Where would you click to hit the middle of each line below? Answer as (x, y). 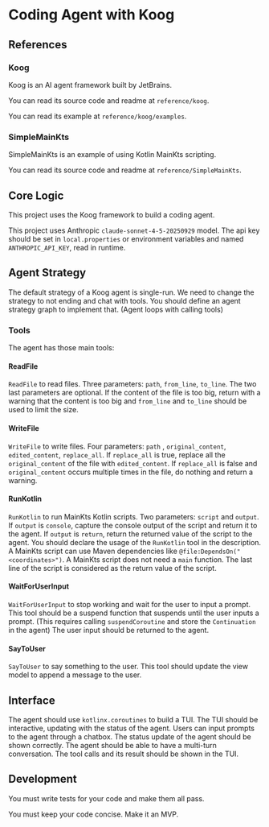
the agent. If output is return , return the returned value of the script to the (130, 534)
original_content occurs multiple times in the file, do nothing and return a (131, 472)
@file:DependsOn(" (210, 552)
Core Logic (36, 195)
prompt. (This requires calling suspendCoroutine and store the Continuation (132, 621)
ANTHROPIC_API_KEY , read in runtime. (67, 247)
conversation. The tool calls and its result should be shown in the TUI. (124, 754)
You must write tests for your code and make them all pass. (106, 798)
